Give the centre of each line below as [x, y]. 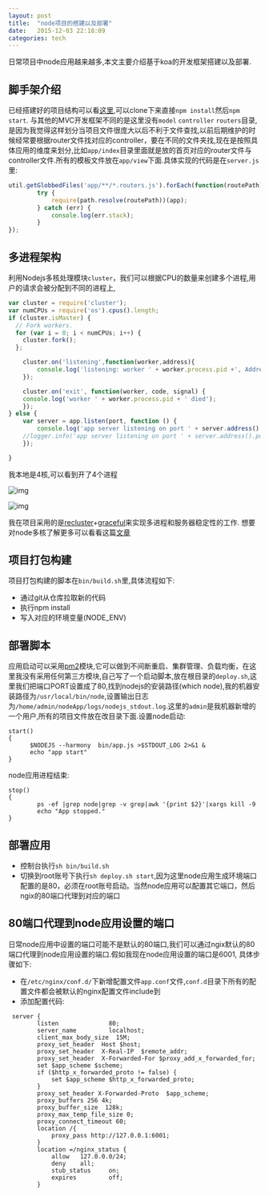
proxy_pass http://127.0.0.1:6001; [110, 1135]
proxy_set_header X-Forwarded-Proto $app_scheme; [123, 1094]
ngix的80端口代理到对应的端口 [70, 896]
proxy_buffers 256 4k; [75, 1100]
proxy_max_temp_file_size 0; [86, 1114]
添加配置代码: [42, 1001]
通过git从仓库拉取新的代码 [63, 598]
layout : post [30, 16]
